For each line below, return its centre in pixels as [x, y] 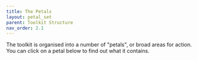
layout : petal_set [29, 17]
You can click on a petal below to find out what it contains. [78, 51]
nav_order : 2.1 [25, 28]
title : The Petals [29, 11]
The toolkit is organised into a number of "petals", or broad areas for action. [99, 45]
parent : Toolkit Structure [40, 22]
